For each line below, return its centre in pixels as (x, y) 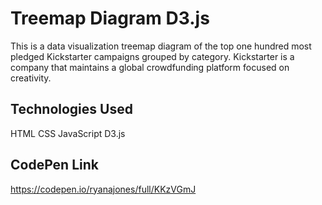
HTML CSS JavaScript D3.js (68, 133)
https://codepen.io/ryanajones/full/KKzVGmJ (103, 189)
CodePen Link (54, 165)
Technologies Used (71, 109)
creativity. (31, 78)
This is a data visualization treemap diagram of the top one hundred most (161, 46)
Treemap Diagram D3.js (110, 18)
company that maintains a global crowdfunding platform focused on (150, 67)
